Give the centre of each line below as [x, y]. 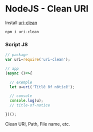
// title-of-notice [30, 105]
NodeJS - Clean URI [47, 9]
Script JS [16, 44]
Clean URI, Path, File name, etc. [38, 124]
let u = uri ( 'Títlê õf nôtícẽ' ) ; [42, 87]
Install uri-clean [21, 23]
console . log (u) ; [26, 101]
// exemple [21, 82]
